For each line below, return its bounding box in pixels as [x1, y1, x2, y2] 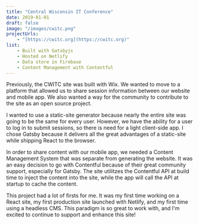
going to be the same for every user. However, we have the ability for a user [6, 118, 193, 125]
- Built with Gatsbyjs [17, 48, 74, 54]
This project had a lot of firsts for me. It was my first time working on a [6, 192, 179, 199]
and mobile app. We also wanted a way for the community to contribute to [6, 93, 189, 101]
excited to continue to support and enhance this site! [6, 211, 136, 219]
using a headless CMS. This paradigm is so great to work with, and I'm [6, 205, 180, 212]
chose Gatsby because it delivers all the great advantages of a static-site [6, 131, 186, 138]
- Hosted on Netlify [17, 53, 68, 59]
